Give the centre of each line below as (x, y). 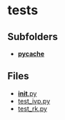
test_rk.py (32, 109)
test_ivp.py (34, 101)
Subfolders (33, 37)
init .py (27, 93)
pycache (31, 54)
